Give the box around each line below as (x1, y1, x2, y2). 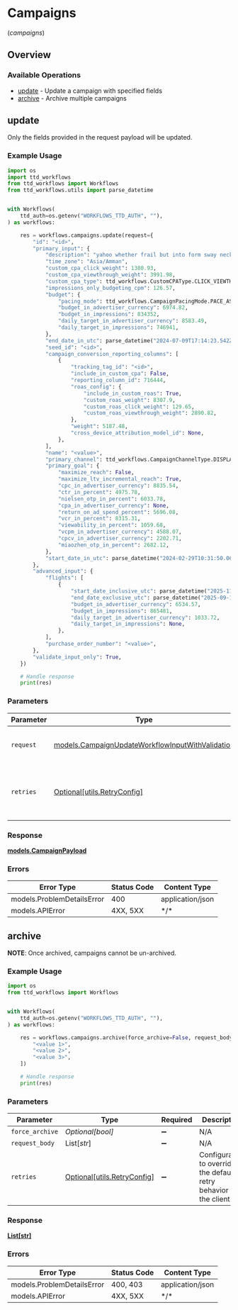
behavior (199, 1185, 229, 1195)
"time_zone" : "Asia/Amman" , (45, 258, 129, 265)
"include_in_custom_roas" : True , (83, 390, 182, 397)
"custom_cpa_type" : (45, 278, 103, 285)
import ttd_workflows (7, 174, 72, 181)
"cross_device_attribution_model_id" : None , (70, 430, 204, 437)
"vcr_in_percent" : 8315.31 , (57, 515, 141, 522)
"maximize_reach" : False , (57, 469, 135, 476)
